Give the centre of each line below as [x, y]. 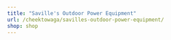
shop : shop [23, 26]
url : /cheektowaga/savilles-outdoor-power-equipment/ [86, 20]
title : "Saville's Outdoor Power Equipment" [72, 13]
